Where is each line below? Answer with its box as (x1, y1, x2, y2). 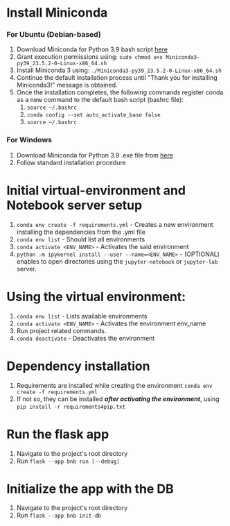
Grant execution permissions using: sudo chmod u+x (16, 53, 163, 61)
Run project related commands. (16, 326, 107, 334)
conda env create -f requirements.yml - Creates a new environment (16, 220, 214, 228)
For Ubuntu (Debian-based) (6, 30, 101, 40)
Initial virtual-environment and (6, 183, 186, 198)
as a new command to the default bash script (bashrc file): (16, 96, 184, 104)
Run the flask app (6, 426, 109, 442)
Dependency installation (6, 358, 150, 374)
